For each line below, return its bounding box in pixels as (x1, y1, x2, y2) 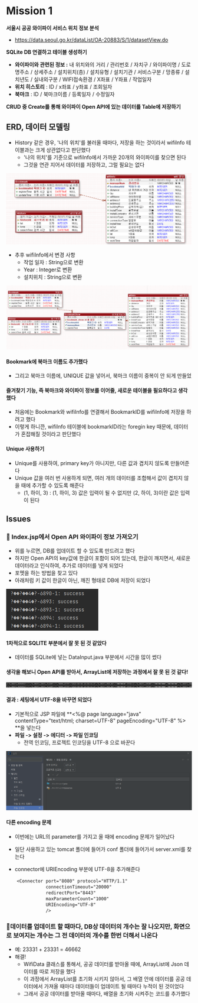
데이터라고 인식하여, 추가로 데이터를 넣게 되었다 (14, 562, 124, 569)
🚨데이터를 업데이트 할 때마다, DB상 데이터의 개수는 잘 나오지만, (6, 922, 173, 930)
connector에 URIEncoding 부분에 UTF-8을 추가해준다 (14, 866, 140, 872)
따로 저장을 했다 (39, 968, 76, 975)
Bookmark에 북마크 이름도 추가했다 (6, 358, 88, 365)
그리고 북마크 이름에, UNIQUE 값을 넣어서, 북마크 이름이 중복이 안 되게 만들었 (14, 372, 192, 379)
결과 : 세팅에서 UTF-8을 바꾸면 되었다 (6, 696, 93, 703)
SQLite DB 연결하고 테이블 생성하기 (6, 48, 87, 56)
